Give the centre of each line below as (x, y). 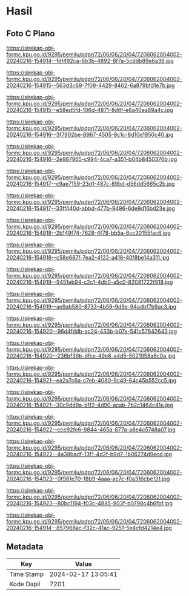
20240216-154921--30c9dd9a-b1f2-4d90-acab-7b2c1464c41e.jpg (90, 405)
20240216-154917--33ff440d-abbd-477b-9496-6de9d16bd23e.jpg (91, 208)
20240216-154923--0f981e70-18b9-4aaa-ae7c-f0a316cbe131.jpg (88, 479)
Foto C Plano (31, 34)
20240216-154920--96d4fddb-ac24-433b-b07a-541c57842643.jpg (92, 331)
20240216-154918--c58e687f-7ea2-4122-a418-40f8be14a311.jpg (88, 257)
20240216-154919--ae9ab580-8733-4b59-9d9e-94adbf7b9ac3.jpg (91, 306)
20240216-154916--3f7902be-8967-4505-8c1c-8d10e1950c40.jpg (90, 135)
